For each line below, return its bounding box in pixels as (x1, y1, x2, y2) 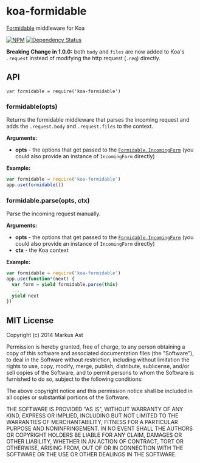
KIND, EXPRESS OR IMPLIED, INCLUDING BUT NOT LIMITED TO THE (6, 412, 179, 419)
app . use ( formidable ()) (6, 181, 64, 188)
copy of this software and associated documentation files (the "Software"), (6, 350, 195, 357)
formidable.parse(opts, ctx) (6, 196, 90, 204)
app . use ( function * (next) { (6, 276, 75, 282)
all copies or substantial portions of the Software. (6, 394, 129, 401)
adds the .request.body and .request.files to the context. (6, 123, 154, 130)
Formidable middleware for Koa (6, 24, 85, 32)
